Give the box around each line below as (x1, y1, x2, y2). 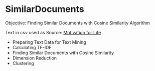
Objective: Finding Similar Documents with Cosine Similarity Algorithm (5, 20, 150, 26)
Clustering (12, 60, 34, 66)
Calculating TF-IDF (12, 44, 52, 50)
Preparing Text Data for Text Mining (12, 39, 86, 45)
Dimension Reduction (12, 55, 57, 61)
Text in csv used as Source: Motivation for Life (5, 29, 101, 35)
